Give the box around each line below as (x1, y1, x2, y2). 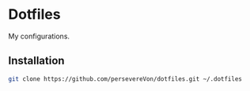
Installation (8, 54, 65, 67)
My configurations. (8, 31, 70, 41)
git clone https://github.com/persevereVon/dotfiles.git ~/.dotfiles (8, 75, 243, 83)
